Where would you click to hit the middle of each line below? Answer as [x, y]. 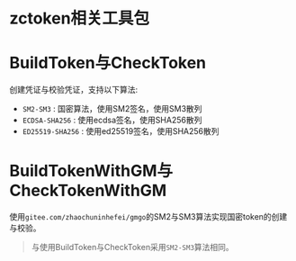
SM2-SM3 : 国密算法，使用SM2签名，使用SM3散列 [112, 109]
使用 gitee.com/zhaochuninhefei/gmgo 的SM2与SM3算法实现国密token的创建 [148, 217]
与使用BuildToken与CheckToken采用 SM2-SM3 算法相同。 [132, 247]
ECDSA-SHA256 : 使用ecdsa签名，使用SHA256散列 [112, 120]
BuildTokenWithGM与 [91, 171]
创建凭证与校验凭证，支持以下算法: [74, 90]
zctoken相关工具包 [80, 18]
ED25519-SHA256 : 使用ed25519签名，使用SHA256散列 [121, 131]
